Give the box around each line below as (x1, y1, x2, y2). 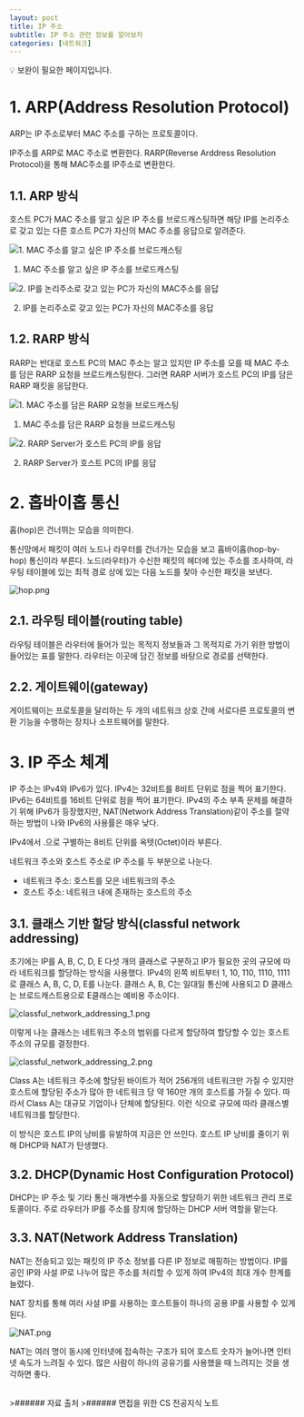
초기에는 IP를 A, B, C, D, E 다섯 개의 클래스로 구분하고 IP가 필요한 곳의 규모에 (9, 956, 281, 967)
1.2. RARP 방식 (9, 332, 91, 347)
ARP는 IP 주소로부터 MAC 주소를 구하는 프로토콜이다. (9, 128, 198, 139)
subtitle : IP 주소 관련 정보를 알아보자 (9, 30, 143, 39)
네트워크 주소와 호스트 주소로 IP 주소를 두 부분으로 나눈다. (9, 856, 213, 867)
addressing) (9, 930, 80, 946)
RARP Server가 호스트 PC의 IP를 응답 (22, 457, 157, 468)
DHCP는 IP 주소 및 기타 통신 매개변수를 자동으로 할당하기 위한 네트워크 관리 (9, 1192, 277, 1203)
